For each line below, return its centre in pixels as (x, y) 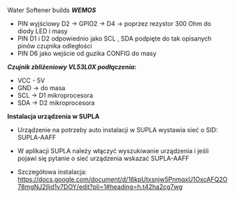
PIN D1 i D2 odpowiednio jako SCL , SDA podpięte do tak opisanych (114, 38)
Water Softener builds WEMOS (52, 10)
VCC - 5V (31, 80)
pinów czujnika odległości (55, 46)
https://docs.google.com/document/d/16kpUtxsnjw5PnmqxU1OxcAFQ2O (122, 179)
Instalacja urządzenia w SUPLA (54, 116)
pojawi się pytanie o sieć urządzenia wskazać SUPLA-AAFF (103, 158)
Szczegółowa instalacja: (52, 172)
